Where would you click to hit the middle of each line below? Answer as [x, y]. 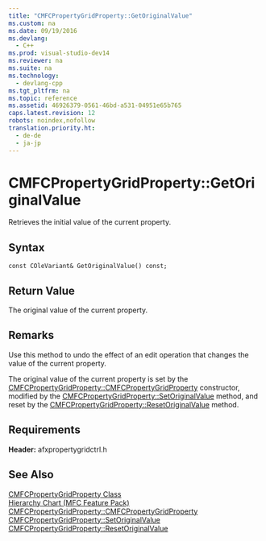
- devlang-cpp [39, 83]
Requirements [44, 430]
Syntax [27, 248]
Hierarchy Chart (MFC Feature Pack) [69, 502]
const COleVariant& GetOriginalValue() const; [88, 266]
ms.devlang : [28, 38]
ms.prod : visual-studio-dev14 [59, 53]
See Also [31, 475]
